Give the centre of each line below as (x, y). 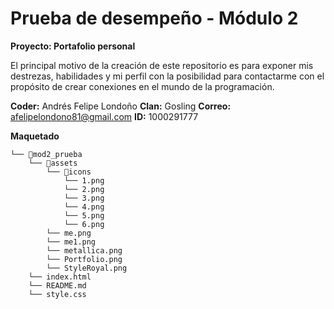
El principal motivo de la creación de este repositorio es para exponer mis (162, 65)
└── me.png (69, 233)
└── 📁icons (69, 172)
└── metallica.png (84, 250)
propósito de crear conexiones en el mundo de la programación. (142, 86)
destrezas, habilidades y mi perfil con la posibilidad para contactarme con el (167, 76)
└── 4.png (84, 207)
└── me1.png (71, 242)
